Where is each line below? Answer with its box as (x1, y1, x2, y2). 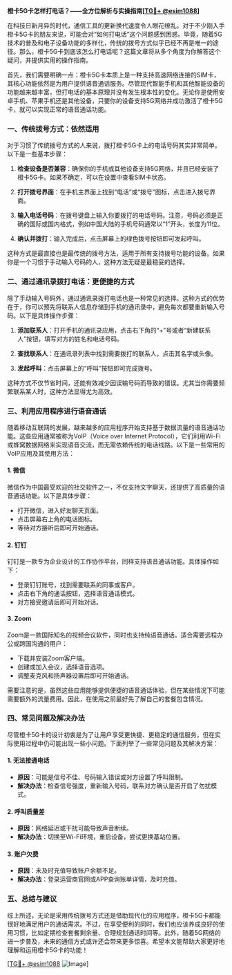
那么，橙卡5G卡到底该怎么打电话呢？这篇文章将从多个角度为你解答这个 (19, 48, 221, 55)
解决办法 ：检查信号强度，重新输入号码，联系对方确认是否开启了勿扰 (17, 781, 211, 790)
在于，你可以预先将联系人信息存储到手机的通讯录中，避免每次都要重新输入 (7, 302, 219, 310)
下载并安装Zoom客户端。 (17, 653, 88, 662)
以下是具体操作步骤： (19, 311, 80, 319)
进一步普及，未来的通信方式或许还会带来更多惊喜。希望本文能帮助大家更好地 (7, 937, 225, 945)
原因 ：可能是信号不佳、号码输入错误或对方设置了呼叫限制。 (17, 773, 187, 781)
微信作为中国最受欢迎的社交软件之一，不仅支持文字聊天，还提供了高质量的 (7, 483, 219, 492)
